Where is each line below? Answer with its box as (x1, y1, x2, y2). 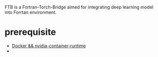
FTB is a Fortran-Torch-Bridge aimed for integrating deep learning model (4, 4, 154, 10)
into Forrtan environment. (4, 9, 57, 15)
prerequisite (4, 27, 57, 38)
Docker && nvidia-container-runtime (11, 43, 86, 49)
